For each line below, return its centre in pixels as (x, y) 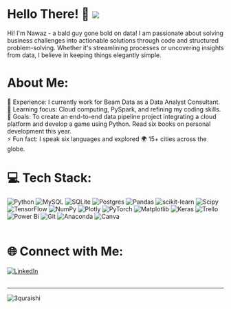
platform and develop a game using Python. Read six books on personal (109, 124)
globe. (16, 149)
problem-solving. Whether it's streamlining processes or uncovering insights (115, 47)
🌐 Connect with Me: (65, 251)
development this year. (40, 131)
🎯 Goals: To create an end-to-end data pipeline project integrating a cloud (112, 116)
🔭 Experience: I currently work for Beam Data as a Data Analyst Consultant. (114, 102)
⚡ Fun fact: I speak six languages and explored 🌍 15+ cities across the (107, 139)
